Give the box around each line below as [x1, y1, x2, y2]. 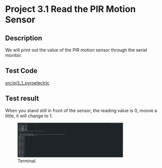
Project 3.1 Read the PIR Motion [5, 3, 136, 15]
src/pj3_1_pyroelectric [5, 80, 50, 85]
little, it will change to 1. [5, 113, 53, 119]
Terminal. [17, 158, 37, 164]
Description [5, 34, 42, 42]
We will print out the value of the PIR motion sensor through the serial [5, 47, 148, 53]
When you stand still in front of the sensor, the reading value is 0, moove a [5, 107, 158, 113]
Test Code [5, 67, 38, 75]
